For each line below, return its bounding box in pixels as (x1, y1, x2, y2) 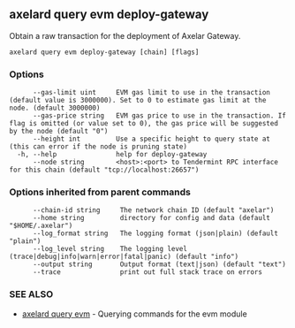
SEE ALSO (9, 288, 54, 301)
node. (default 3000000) (9, 103, 101, 113)
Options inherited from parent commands (9, 186, 192, 198)
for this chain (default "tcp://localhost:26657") (9, 165, 200, 175)
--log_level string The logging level (32, 245, 188, 254)
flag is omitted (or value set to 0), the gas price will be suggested (9, 119, 278, 128)
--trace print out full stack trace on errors (32, 268, 263, 277)
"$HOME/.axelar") (9, 221, 73, 231)
